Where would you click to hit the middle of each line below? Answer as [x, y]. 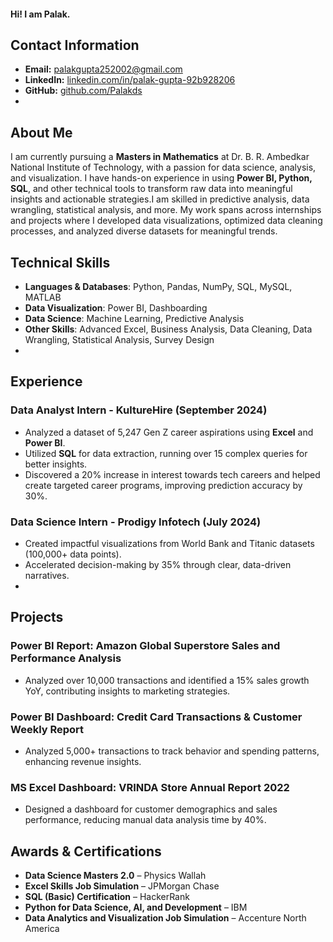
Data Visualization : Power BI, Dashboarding [116, 308]
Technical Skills [60, 262]
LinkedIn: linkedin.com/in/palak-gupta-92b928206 [130, 80]
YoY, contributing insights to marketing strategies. [127, 691]
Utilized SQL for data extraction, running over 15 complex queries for [166, 453]
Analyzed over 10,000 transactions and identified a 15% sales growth [167, 680]
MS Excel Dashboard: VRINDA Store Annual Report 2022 [150, 787]
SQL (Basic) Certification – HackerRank [107, 897]
